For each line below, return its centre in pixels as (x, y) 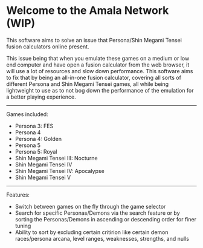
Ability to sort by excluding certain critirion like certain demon (92, 232)
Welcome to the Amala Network (88, 11)
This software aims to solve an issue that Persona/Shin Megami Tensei (94, 40)
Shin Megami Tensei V (43, 177)
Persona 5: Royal (36, 151)
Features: (18, 195)
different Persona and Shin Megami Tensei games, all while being (88, 84)
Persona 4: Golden (38, 139)
